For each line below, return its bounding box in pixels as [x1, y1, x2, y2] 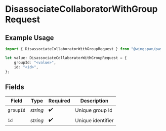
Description [80, 98, 109, 104]
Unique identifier [75, 117, 114, 124]
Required [48, 98, 71, 104]
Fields [5, 83, 25, 91]
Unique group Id [75, 107, 113, 114]
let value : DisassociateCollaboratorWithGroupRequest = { [5, 55, 127, 60]
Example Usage [5, 33, 54, 42]
